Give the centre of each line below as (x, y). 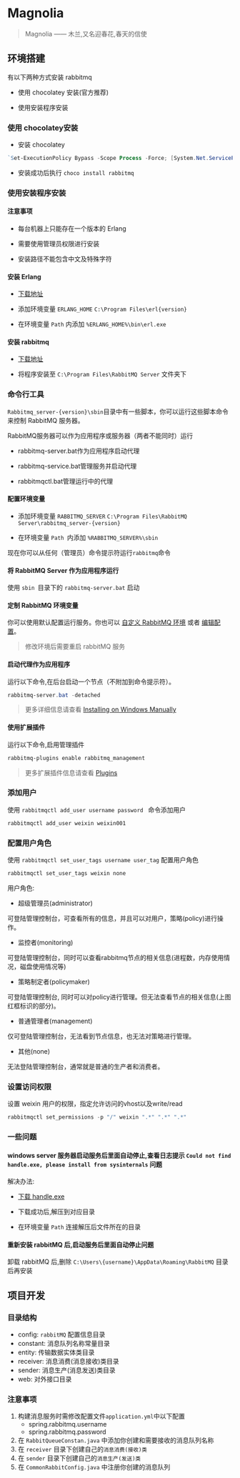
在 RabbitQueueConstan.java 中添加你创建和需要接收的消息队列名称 (116, 1440)
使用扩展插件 (26, 727)
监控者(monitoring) (45, 942)
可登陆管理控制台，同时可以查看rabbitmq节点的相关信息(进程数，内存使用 (116, 957)
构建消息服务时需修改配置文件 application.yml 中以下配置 (101, 1417)
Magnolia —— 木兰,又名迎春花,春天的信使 (86, 34)
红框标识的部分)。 (34, 1006)
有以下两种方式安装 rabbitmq (50, 77)
